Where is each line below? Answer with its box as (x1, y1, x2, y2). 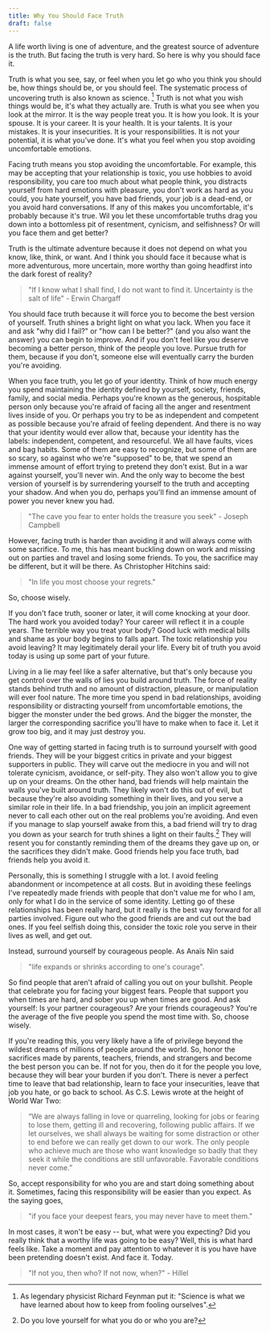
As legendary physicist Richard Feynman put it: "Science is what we (19, 1291, 245, 1301)
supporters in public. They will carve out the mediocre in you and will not (8, 759, 249, 770)
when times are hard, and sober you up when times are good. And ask (8, 995, 241, 1004)
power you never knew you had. (8, 496, 115, 506)
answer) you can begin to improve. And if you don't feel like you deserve (8, 335, 249, 345)
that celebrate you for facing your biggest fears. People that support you (8, 986, 249, 995)
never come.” (27, 1162, 73, 1173)
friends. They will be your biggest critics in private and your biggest (8, 751, 232, 761)
